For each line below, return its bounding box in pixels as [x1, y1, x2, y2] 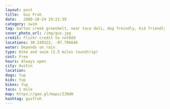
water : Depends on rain [5, 45, 56, 50]
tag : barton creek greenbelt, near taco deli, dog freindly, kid [5, 26, 146, 31]
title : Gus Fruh [5, 12, 42, 17]
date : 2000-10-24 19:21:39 [5, 17, 67, 22]
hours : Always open [5, 59, 47, 64]
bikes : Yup [5, 82, 28, 87]
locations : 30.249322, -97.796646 [5, 40, 78, 45]
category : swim [5, 21, 37, 27]
